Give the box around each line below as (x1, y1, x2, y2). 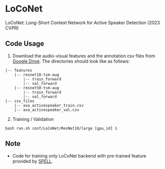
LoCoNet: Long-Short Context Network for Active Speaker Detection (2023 (5, 20, 160, 26)
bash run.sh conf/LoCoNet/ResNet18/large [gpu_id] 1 (5, 126, 117, 131)
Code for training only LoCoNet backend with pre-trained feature (12, 152, 146, 158)
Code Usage (5, 40, 44, 48)
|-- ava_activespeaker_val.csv (14, 107, 79, 112)
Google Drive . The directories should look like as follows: (12, 58, 130, 64)
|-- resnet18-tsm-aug (14, 72, 59, 77)
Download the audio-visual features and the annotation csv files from (12, 53, 155, 59)
